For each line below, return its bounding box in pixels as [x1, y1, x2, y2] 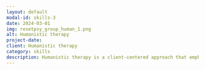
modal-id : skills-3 [6, 15, 56, 21]
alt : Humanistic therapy [6, 32, 70, 38]
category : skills [6, 49, 51, 55]
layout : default [6, 9, 48, 15]
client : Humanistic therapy [6, 43, 78, 49]
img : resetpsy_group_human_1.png [6, 26, 92, 32]
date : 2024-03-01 [6, 20, 51, 26]
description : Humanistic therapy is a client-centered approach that [6, 54, 187, 60]
